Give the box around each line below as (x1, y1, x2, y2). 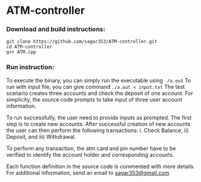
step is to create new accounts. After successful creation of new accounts (6, 120, 191, 127)
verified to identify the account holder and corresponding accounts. (6, 151, 175, 158)
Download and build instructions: (6, 25, 105, 34)
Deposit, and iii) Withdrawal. (6, 133, 76, 140)
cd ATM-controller (6, 44, 52, 50)
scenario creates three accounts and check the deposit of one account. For (6, 89, 194, 97)
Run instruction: (6, 63, 55, 71)
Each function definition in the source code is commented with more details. (6, 163, 196, 170)
